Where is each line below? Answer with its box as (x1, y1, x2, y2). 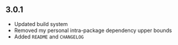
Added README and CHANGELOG (14, 33, 84, 40)
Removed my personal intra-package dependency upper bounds (14, 27, 172, 34)
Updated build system (14, 20, 68, 27)
